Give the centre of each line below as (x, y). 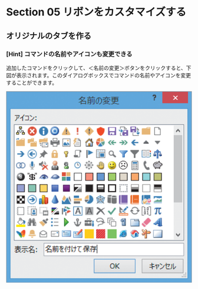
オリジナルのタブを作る (49, 36)
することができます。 (32, 83)
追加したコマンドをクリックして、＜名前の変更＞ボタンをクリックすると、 (96, 68)
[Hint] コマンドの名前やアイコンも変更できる (69, 54)
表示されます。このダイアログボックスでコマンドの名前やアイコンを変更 (104, 75)
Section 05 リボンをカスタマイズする (96, 12)
